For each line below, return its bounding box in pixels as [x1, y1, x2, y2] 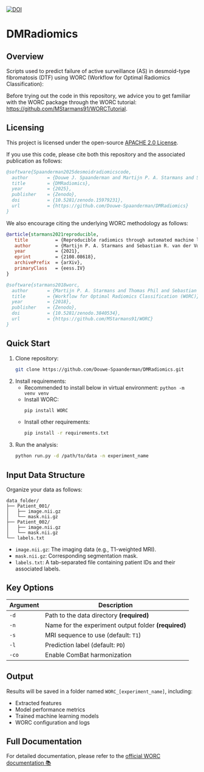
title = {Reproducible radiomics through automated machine [14, 237, 194, 243]
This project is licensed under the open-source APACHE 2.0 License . [6, 139, 178, 146]
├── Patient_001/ [6, 503, 50, 509]
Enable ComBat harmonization [45, 650, 132, 659]
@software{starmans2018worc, [6, 282, 80, 288]
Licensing [6, 122, 44, 133]
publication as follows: [6, 157, 63, 164]
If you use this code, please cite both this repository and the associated [6, 150, 185, 158]
